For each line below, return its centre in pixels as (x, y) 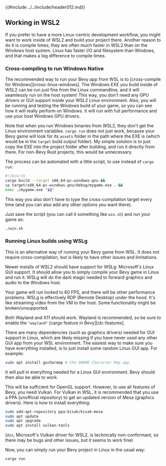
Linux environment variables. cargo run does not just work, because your (80, 131)
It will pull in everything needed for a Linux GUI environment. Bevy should (80, 372)
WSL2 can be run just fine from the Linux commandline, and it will (72, 90)
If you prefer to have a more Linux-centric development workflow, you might (83, 35)
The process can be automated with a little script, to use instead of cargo (80, 162)
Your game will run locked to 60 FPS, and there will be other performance (80, 292)
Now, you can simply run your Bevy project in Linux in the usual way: (75, 450)
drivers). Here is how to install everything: (48, 403)
